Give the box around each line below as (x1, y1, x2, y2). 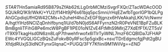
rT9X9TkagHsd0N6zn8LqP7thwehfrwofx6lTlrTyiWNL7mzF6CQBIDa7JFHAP (5, 31, 161, 36)
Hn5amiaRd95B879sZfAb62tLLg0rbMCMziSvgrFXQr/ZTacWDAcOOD (19, 4, 162, 10)
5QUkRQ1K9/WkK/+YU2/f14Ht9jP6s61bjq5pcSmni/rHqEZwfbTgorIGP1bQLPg (5, 9, 163, 15)
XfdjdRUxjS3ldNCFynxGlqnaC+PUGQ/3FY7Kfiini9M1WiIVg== (5, 41, 131, 47)
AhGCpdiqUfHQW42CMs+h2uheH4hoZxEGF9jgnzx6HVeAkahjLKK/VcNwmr (5, 15, 163, 20)
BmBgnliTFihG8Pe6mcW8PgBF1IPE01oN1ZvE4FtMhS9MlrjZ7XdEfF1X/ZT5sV (5, 25, 162, 31)
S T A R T (5, 4, 20, 10)
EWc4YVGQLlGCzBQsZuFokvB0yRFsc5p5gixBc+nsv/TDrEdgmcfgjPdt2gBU (5, 36, 161, 42)
